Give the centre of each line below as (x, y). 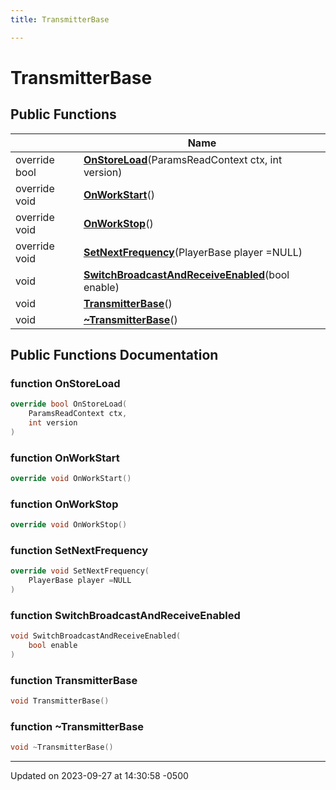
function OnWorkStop (64, 504)
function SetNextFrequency (79, 551)
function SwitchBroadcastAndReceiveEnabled (125, 615)
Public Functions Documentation (114, 355)
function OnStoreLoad (65, 383)
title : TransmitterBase (60, 19)
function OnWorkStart (65, 458)
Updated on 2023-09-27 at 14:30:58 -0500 (99, 776)
